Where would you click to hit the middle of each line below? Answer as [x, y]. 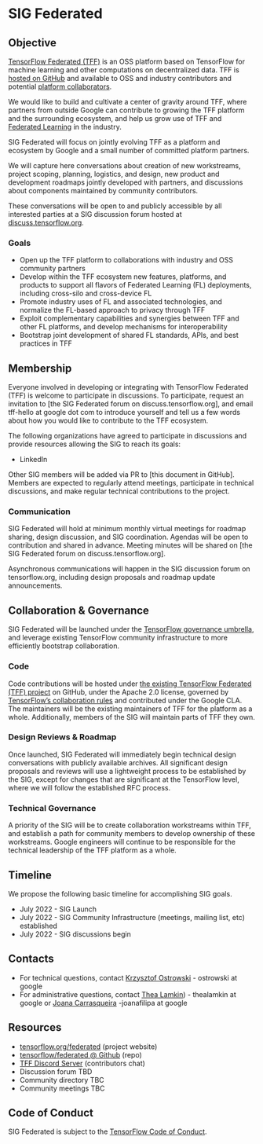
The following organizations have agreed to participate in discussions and [128, 436]
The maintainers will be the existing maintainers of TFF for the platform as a [130, 709]
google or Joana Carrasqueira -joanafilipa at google [103, 1003]
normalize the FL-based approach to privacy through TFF [112, 310]
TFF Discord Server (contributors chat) [82, 1063]
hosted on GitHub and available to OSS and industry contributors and [120, 78]
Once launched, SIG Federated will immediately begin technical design [122, 754]
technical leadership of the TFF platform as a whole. [92, 850]
